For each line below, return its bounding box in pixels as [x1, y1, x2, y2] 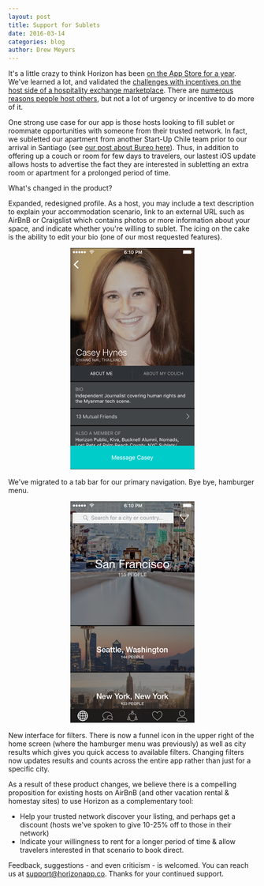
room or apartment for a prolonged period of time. [8, 168, 171, 178]
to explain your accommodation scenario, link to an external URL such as [8, 207, 245, 217]
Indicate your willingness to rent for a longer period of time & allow [19, 837, 236, 846]
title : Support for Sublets [8, 21, 101, 29]
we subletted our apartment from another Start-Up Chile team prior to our [8, 134, 247, 144]
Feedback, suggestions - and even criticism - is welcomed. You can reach [8, 861, 249, 870]
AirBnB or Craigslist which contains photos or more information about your [8, 216, 251, 225]
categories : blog [8, 38, 65, 46]
